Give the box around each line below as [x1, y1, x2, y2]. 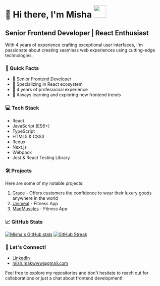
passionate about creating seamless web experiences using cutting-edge [5, 47, 155, 53]
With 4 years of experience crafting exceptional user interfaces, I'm [5, 42, 143, 48]
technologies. [5, 53, 33, 58]
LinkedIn [12, 255, 30, 261]
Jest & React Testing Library [12, 154, 70, 161]
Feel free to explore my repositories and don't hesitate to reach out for [5, 270, 149, 276]
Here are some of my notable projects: [5, 180, 84, 186]
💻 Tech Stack [5, 105, 40, 112]
